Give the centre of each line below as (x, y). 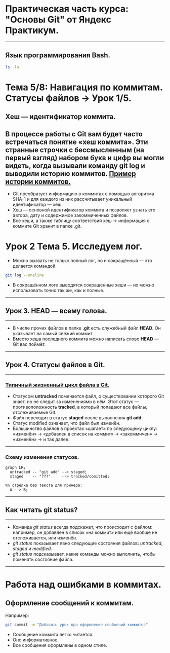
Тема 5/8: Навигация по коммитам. (84, 87)
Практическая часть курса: (67, 9)
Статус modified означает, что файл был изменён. (66, 423)
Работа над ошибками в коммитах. (83, 585)
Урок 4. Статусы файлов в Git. (55, 365)
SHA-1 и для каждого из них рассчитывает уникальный (72, 199)
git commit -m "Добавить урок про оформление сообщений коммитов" (77, 625)
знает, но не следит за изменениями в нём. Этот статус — (76, 402)
